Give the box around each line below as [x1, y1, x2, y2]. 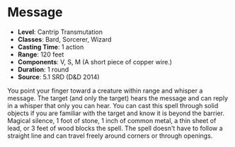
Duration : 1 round [17, 65, 69, 73]
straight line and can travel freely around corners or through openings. [7, 131, 213, 140]
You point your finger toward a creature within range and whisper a [7, 86, 203, 95]
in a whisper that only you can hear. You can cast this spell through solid [7, 101, 219, 110]
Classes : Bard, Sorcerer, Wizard [17, 35, 112, 43]
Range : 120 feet [17, 50, 64, 59]
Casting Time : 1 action [17, 42, 84, 51]
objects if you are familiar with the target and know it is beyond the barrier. [7, 109, 225, 117]
